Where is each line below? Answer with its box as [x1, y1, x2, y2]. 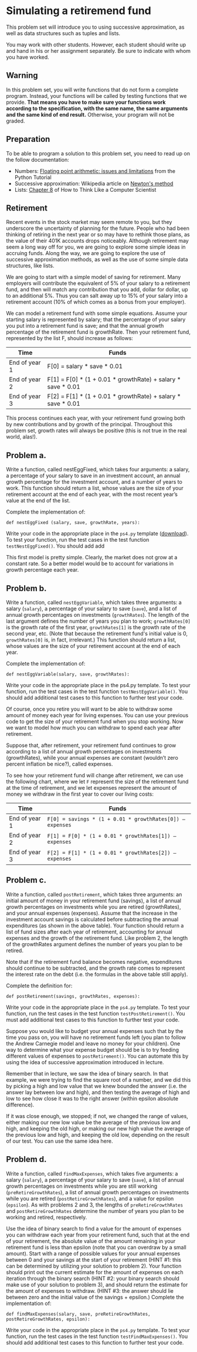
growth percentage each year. [6, 566, 79, 573]
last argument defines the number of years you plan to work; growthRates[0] [6, 617, 191, 624]
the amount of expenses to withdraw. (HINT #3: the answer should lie [6, 1287, 174, 1294]
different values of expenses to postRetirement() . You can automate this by [6, 1052, 189, 1059]
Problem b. [6, 583, 47, 593]
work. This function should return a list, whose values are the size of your [6, 485, 184, 492]
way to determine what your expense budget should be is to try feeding [6, 1046, 179, 1053]
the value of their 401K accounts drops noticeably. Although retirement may [6, 237, 189, 244]
